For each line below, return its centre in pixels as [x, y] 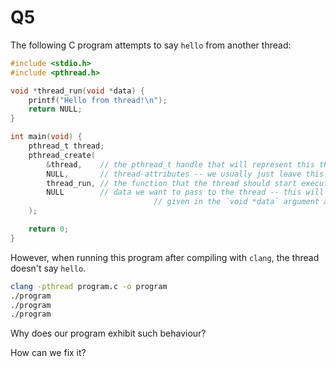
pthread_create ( [62, 155]
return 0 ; [49, 229]
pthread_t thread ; [66, 146]
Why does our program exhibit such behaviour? [108, 333]
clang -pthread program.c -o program [89, 286]
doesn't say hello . [48, 268]
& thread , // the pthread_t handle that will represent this [180, 164]
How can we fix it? [48, 353]
